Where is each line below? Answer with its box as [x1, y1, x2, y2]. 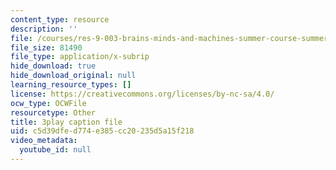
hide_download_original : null [10, 71, 137, 81]
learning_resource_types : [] [10, 80, 132, 90]
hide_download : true [10, 61, 97, 71]
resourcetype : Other [10, 107, 97, 118]
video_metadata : [10, 136, 78, 146]
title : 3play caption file [10, 117, 123, 127]
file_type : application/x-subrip [10, 52, 150, 62]
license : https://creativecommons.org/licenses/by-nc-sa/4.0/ [10, 89, 275, 99]
